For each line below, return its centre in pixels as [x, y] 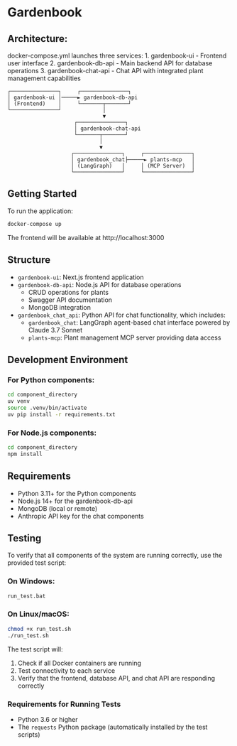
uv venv [19, 401]
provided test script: [37, 563]
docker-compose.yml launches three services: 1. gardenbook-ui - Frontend [117, 55]
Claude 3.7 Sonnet [55, 330]
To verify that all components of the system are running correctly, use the [115, 556]
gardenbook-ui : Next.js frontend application [81, 277]
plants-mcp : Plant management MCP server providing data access [125, 337]
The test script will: [35, 649]
